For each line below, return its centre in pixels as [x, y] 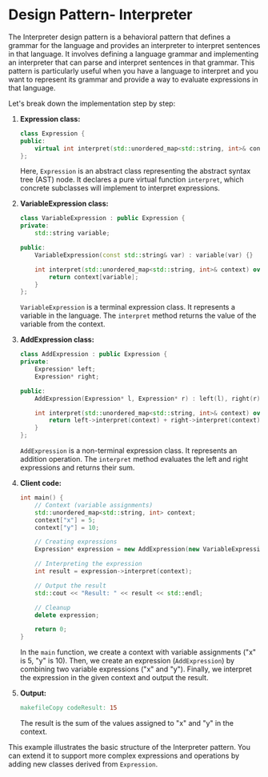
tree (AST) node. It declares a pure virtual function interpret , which [132, 180]
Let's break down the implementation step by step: [92, 103]
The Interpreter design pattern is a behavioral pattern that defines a [119, 37]
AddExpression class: [57, 340]
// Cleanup [53, 607]
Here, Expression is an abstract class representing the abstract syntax [135, 171]
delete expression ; [67, 615]
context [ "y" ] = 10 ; [67, 527]
